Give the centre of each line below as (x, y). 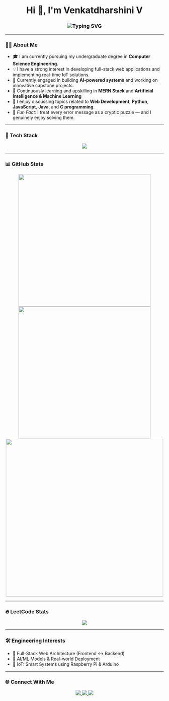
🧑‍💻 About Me (21, 45)
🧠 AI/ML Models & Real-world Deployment (56, 659)
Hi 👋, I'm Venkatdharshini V (84, 10)
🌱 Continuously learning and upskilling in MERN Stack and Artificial (83, 91)
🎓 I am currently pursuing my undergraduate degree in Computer (81, 56)
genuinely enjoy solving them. (44, 118)
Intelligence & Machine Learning (47, 96)
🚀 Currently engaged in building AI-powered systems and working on (85, 80)
